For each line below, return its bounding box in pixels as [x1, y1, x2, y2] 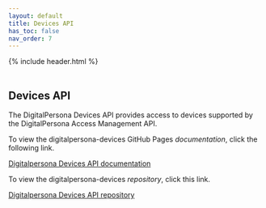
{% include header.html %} [8, 57, 99, 66]
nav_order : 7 [8, 34, 53, 43]
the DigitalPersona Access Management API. [8, 119, 158, 129]
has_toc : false [8, 27, 60, 35]
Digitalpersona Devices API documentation [8, 159, 151, 168]
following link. [8, 143, 55, 153]
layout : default [8, 11, 63, 20]
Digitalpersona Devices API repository [8, 190, 135, 200]
